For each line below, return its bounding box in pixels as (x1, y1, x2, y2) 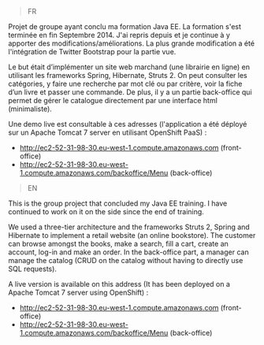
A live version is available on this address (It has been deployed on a (8, 280, 231, 288)
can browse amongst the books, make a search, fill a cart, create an (8, 239, 229, 248)
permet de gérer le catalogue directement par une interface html (8, 96, 218, 105)
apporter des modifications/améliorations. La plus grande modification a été (8, 39, 255, 48)
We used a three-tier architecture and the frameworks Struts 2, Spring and (8, 222, 250, 232)
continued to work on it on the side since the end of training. (8, 207, 205, 216)
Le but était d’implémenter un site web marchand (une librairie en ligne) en (8, 62, 251, 72)
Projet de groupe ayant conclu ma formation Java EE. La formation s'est (8, 22, 242, 31)
